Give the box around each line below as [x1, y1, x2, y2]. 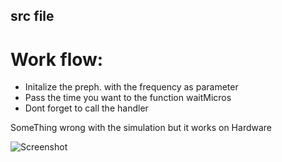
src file [10, 8, 55, 25]
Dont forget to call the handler [24, 102, 149, 114]
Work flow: [10, 48, 104, 71]
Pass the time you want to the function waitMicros [24, 92, 232, 104]
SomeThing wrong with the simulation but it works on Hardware [10, 122, 273, 134]
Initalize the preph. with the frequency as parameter [24, 81, 239, 93]
